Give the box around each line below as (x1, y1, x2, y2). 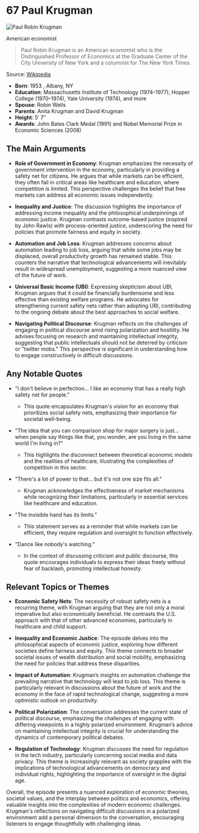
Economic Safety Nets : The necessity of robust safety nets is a (14, 597, 171, 605)
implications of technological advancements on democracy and (14, 764, 170, 772)
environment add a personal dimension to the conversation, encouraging (6, 814, 184, 821)
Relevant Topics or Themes (6, 582, 109, 592)
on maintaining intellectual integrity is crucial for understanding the (14, 727, 179, 735)
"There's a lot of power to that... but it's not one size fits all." (14, 475, 162, 482)
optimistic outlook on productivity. (14, 697, 99, 704)
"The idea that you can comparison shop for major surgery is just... (14, 427, 179, 434)
